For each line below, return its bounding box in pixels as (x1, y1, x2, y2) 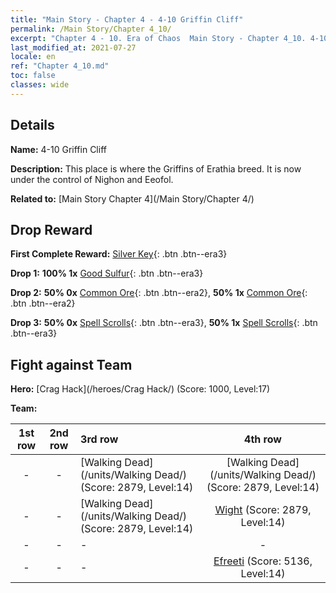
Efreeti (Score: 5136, (213, 554, 313, 568)
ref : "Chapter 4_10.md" (10, 61, 110, 71)
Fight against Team (10, 356, 133, 373)
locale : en (10, 52, 56, 62)
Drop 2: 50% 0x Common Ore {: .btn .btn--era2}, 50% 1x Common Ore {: (10, 287, 308, 299)
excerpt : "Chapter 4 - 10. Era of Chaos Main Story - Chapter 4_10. (10, 33, 307, 43)
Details (10, 117, 55, 134)
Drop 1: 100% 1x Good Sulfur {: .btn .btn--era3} (10, 267, 204, 280)
